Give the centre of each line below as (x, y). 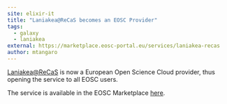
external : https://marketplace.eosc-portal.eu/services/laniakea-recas (113, 46)
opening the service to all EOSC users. (63, 79)
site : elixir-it (31, 14)
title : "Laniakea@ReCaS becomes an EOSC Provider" (82, 20)
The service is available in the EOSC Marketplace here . (86, 93)
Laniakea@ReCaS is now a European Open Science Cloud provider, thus (111, 72)
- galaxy (26, 33)
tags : (15, 26)
